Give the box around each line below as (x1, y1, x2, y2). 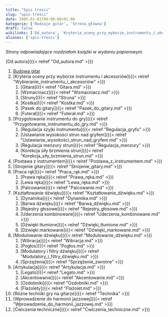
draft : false (5, 26, 33, 31)
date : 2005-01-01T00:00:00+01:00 (5, 16, 75, 21)
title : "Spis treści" (5, 7, 51, 12)
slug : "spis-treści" (5, 12, 49, 17)
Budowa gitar (12, 68, 40, 74)
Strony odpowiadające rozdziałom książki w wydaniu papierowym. (5, 48, 144, 55)
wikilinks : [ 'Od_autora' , (5, 30, 59, 35)
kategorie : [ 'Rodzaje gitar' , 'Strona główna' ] (5, 21, 107, 26)
